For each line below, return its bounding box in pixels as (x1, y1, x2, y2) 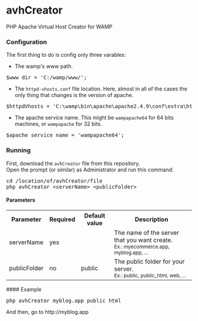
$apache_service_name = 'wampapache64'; (6, 132, 125, 139)
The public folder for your (114, 257, 185, 265)
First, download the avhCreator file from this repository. (6, 160, 140, 167)
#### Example (6, 286, 42, 293)
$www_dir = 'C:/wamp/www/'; (6, 74, 87, 81)
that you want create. (114, 236, 173, 244)
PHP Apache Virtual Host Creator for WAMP (6, 23, 113, 30)
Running (6, 146, 31, 154)
